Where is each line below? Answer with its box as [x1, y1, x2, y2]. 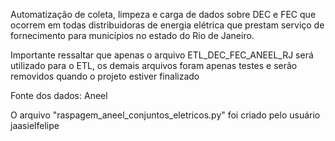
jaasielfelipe [10, 120, 60, 131]
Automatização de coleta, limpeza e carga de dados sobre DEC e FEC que [10, 9, 317, 20]
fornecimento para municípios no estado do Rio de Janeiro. [10, 30, 255, 41]
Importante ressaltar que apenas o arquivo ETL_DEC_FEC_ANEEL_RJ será [10, 49, 314, 61]
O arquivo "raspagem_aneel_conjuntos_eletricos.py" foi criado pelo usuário [10, 109, 321, 121]
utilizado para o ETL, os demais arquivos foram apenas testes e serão [10, 60, 298, 71]
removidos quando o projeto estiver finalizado [10, 70, 200, 82]
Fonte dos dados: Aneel [10, 90, 108, 101]
